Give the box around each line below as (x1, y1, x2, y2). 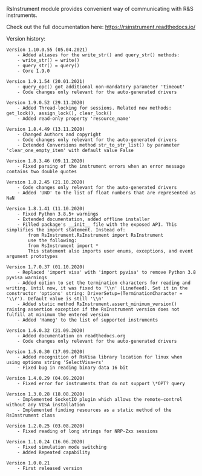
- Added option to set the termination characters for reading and (17, 280, 191, 286)
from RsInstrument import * (28, 243, 99, 249)
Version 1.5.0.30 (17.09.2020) (6, 349, 85, 355)
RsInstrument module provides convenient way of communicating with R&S (6, 5, 194, 12)
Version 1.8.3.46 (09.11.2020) (6, 158, 85, 164)
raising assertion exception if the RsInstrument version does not (6, 306, 180, 312)
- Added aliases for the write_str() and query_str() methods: (17, 52, 180, 58)
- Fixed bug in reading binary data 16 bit (17, 365, 129, 371)
